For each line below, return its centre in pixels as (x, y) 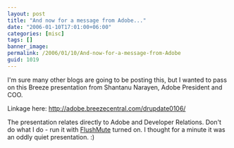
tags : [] (20, 40)
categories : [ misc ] (36, 33)
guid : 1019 (23, 60)
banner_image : (28, 47)
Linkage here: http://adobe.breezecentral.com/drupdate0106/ (97, 108)
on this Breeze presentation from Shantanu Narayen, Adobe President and (115, 87)
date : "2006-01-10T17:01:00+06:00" (60, 27)
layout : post (26, 14)
